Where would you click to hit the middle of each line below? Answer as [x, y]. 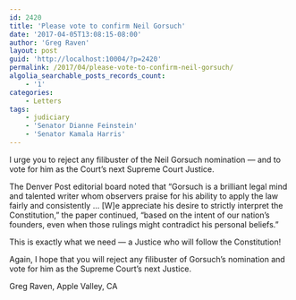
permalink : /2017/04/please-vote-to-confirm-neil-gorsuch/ [122, 68]
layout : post [34, 51]
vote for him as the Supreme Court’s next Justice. [101, 269]
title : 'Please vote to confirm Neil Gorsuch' [97, 26]
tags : [19, 109]
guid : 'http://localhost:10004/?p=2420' [86, 59]
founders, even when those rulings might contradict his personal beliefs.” [144, 224]
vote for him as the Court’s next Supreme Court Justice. [112, 169]
